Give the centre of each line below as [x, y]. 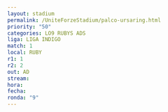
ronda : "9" [23, 98]
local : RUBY [24, 53]
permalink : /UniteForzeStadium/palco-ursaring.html [84, 20]
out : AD [19, 72]
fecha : [17, 91]
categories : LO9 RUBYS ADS [47, 33]
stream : [19, 78]
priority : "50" [29, 26]
